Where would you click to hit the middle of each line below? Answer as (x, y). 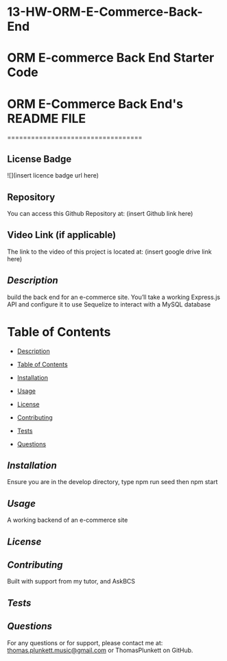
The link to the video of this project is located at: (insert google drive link (109, 252)
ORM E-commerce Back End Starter (111, 58)
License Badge (39, 159)
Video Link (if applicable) (62, 235)
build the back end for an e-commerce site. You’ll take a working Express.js (114, 297)
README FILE (47, 118)
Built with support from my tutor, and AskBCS (71, 581)
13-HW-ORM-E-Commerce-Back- (105, 12)
